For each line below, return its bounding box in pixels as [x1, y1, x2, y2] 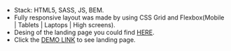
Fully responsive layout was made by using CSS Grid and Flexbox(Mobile [13, 13, 225, 22]
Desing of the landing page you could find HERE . [13, 28, 155, 36]
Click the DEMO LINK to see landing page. [13, 36, 136, 44]
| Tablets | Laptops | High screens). [13, 21, 115, 29]
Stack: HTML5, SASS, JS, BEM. [13, 6, 104, 14]
